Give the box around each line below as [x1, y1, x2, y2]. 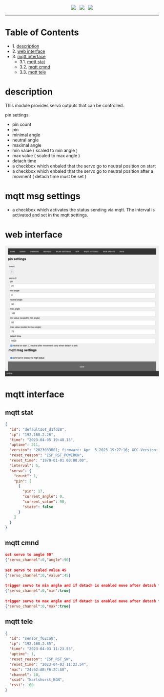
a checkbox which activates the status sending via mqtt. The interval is [12, 207, 155, 212]
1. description [12, 43, 40, 49]
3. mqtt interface [12, 53, 46, 59]
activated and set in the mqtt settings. [12, 212, 88, 218]
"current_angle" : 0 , [22, 494, 64, 499]
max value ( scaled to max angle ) [12, 152, 81, 159]
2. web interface [12, 48, 45, 54]
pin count [12, 121, 32, 127]
